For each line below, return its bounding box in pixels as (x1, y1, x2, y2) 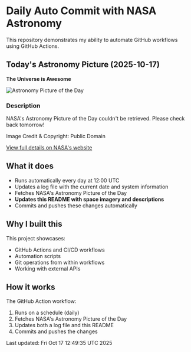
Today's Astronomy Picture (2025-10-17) (6, 60, 160, 70)
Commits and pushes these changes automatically (14, 202, 137, 209)
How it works (6, 282, 55, 292)
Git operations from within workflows (14, 259, 105, 266)
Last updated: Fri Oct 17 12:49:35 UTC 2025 (6, 340, 113, 347)
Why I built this (6, 219, 62, 229)
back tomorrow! (6, 121, 45, 128)
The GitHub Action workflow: (6, 298, 77, 305)
